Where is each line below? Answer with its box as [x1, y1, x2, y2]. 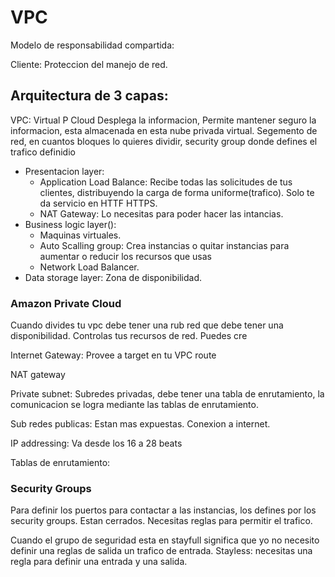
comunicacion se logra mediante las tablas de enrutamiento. [10, 399, 259, 411]
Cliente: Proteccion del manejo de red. [10, 58, 168, 70]
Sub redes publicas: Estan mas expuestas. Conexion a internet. [10, 418, 271, 430]
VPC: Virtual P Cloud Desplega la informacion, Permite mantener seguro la [10, 114, 317, 126]
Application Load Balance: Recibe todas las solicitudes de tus [39, 176, 293, 188]
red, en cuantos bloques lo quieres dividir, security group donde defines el [10, 135, 318, 147]
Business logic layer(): [24, 218, 117, 230]
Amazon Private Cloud [10, 296, 122, 310]
